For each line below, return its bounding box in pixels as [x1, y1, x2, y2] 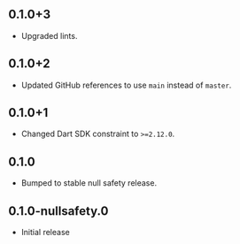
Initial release [20, 227, 70, 238]
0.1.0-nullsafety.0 [8, 203, 109, 218]
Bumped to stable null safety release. [20, 178, 157, 188]
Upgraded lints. [20, 30, 78, 41]
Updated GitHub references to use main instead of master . [20, 80, 232, 90]
